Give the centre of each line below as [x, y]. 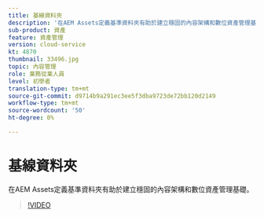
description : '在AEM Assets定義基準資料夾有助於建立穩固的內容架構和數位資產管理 [129, 23]
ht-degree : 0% [31, 118]
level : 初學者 [29, 81]
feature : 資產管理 [36, 37]
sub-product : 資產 [37, 30]
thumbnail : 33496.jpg [44, 60]
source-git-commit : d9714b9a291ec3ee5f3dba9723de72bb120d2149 [112, 96]
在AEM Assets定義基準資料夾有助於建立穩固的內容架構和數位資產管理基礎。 [131, 189]
